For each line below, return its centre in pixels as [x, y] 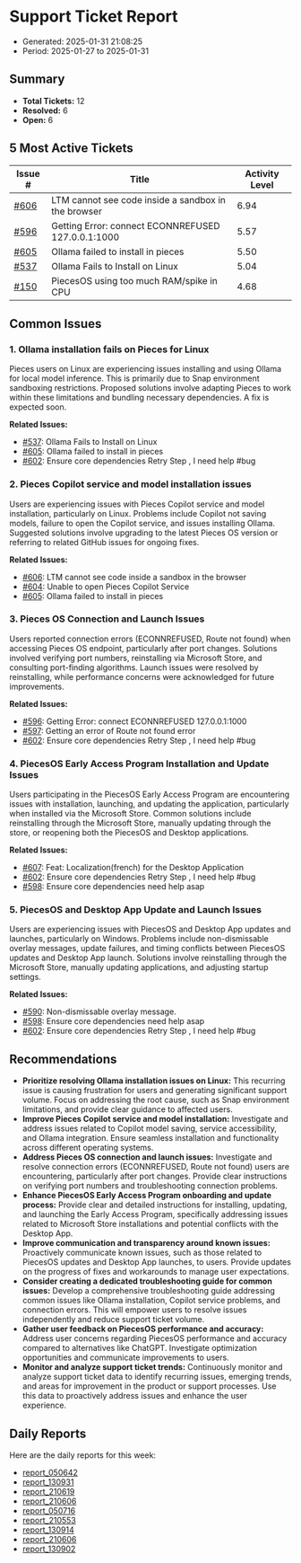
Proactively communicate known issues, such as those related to [142, 1253]
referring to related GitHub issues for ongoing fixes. [104, 542]
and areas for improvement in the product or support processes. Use [149, 1386]
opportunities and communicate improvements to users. [126, 1357]
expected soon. [38, 407]
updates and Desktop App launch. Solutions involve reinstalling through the [148, 958]
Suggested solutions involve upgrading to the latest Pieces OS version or [144, 533]
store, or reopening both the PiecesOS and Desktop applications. [129, 833]
